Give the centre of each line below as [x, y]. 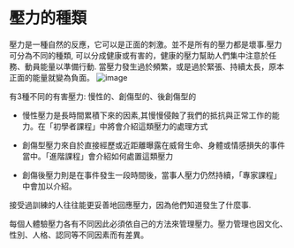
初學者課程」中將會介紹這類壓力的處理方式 [130, 126]
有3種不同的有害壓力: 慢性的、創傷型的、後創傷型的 [103, 96]
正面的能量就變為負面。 [52, 77]
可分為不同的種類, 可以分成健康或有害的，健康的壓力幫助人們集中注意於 [139, 55]
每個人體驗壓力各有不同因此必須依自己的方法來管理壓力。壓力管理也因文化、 [148, 223]
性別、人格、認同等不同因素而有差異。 [79, 235]
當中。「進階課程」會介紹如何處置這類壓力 [98, 156]
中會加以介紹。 [49, 186]
